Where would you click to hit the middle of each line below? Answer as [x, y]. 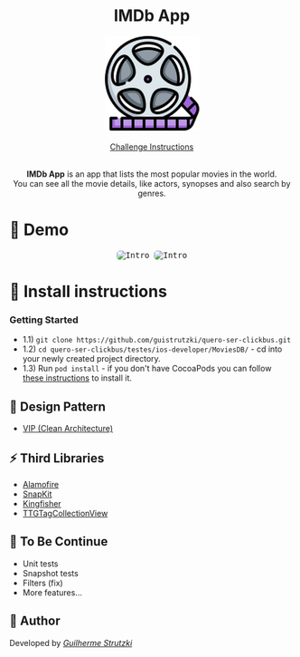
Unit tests [40, 564]
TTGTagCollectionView [65, 513]
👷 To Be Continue [59, 541]
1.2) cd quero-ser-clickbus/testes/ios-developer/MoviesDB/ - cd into [152, 349]
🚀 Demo [39, 230]
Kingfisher [42, 503]
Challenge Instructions [152, 147]
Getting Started [44, 320]
